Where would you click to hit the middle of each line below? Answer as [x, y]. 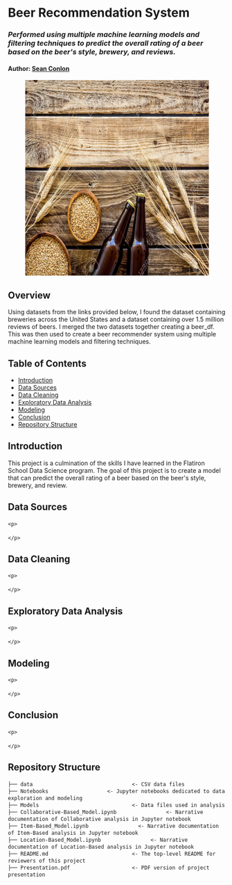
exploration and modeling [45, 798]
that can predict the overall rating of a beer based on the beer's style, [107, 478]
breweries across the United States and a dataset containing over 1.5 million [116, 319]
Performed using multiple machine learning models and [104, 35]
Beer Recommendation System [99, 13]
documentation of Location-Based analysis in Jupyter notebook [101, 847]
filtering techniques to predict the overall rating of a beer [106, 43]
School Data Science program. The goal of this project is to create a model [114, 470]
